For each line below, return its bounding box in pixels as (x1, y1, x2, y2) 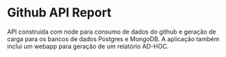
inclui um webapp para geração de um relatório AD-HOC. (7, 42, 169, 50)
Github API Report (7, 5, 112, 21)
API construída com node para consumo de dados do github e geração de (7, 27, 216, 36)
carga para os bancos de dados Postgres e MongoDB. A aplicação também (7, 34, 220, 43)
